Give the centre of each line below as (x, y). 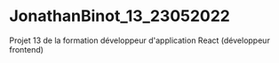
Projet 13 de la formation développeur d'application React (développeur (140, 40)
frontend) (27, 49)
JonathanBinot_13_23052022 (120, 16)
